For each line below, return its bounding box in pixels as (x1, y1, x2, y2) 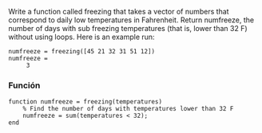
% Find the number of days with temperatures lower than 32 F (22, 105, 234, 113)
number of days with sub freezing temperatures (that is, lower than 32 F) (8, 24, 248, 33)
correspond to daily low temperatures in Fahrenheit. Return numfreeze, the (8, 15, 255, 25)
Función (8, 80, 41, 91)
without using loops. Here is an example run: (8, 32, 155, 41)
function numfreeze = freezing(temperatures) (8, 98, 162, 106)
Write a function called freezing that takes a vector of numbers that (8, 7, 229, 16)
